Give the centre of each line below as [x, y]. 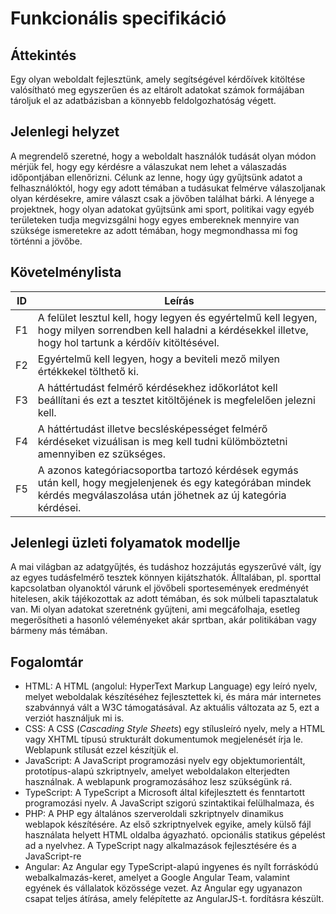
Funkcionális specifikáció [118, 18]
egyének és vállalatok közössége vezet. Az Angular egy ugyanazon [163, 888]
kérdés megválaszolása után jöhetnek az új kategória [162, 495]
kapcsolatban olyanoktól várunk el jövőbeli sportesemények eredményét [159, 588]
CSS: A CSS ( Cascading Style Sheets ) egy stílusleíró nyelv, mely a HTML [175, 729]
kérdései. [59, 507]
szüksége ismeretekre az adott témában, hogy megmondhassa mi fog [154, 230]
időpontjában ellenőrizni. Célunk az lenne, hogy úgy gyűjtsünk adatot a [156, 177]
